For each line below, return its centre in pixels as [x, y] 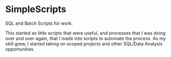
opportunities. [20, 49]
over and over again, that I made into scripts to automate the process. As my [86, 38]
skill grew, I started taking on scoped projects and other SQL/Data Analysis [84, 43]
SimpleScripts [36, 9]
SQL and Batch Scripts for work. [39, 23]
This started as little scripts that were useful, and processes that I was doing [86, 33]
